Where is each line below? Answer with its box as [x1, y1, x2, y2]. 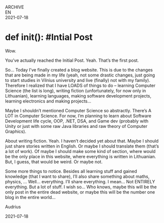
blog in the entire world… [5, 194, 56, 200]
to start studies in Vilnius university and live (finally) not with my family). [5, 77, 151, 83]
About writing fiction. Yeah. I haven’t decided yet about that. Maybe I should [5, 138, 159, 144]
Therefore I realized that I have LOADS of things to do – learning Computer [5, 82, 156, 88]
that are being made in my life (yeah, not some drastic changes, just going [5, 72, 155, 78]
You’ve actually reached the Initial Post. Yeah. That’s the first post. [5, 57, 139, 63]
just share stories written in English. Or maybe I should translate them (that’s [5, 143, 159, 149]
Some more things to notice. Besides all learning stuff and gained [5, 168, 137, 174]
